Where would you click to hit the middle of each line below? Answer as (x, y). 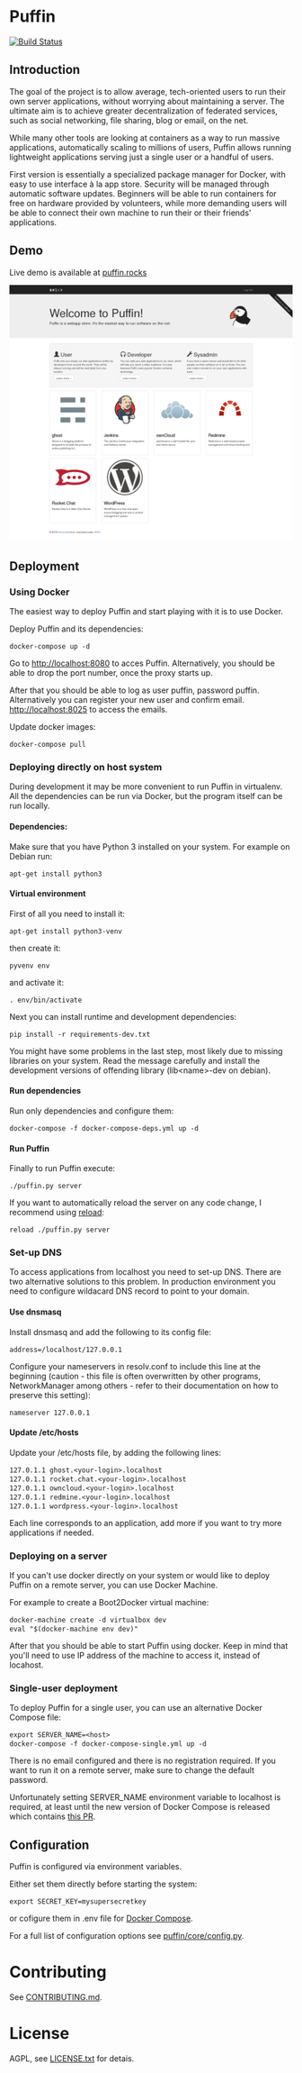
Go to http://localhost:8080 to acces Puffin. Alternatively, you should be (142, 663)
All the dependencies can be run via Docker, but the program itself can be (146, 796)
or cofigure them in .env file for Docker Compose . (101, 1918)
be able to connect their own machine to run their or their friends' (130, 213)
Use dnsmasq (36, 1312)
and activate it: (37, 982)
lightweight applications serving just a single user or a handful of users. (142, 157)
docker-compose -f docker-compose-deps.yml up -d (104, 1128)
